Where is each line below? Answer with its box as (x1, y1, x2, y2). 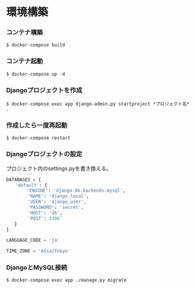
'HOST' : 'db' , (27, 210, 63, 216)
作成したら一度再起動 (6, 121, 67, 129)
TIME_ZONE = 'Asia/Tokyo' (6, 248, 70, 254)
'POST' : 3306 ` (27, 216, 63, 222)
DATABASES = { (6, 177, 42, 183)
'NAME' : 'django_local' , (27, 193, 89, 199)
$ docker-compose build (6, 42, 66, 48)
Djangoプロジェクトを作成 (6, 86, 82, 94)
